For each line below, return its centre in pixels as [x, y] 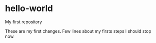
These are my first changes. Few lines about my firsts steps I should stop [78, 31]
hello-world [29, 8]
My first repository [24, 22]
